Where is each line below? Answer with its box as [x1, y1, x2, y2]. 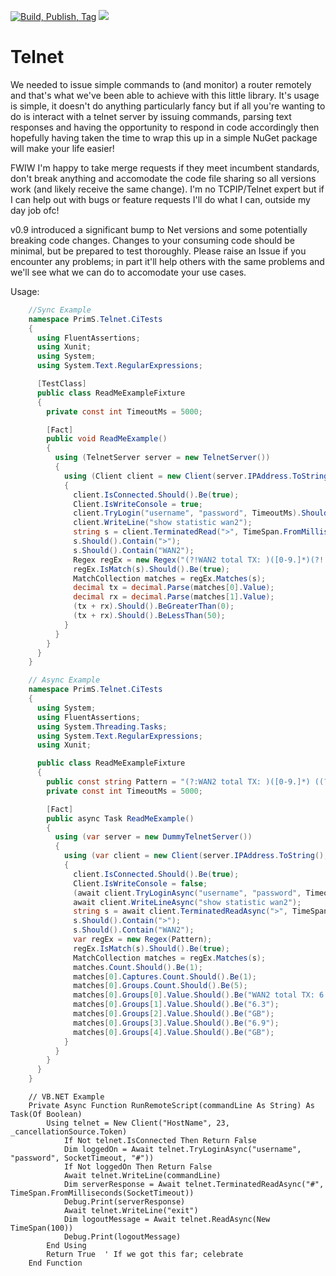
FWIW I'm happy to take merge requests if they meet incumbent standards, [10, 161, 320, 174]
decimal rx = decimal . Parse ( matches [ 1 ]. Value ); [73, 592, 275, 602]
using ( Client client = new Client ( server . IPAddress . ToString [63, 471, 329, 481]
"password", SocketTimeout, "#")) [10, 1153, 155, 1164]
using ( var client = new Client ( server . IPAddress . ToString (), [63, 851, 329, 861]
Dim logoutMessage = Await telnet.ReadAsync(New [63, 1215, 271, 1225]
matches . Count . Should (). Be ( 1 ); [73, 962, 203, 972]
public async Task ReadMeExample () [46, 813, 195, 824]
